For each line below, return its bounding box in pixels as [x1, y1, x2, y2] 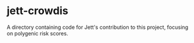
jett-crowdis [7, 4, 69, 18]
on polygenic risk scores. [7, 29, 69, 37]
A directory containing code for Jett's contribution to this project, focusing [7, 24, 189, 31]
